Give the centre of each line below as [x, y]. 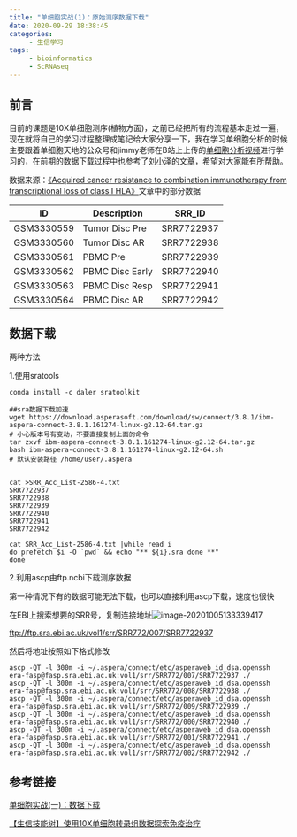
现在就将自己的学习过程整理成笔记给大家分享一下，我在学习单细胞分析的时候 [148, 139]
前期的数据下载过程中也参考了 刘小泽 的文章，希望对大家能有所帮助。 [164, 161]
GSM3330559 [44, 228]
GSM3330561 [44, 257]
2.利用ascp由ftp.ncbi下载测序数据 [70, 577]
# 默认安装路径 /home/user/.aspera [71, 459]
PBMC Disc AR [113, 300]
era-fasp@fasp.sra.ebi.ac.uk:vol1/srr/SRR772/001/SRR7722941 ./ [130, 737]
